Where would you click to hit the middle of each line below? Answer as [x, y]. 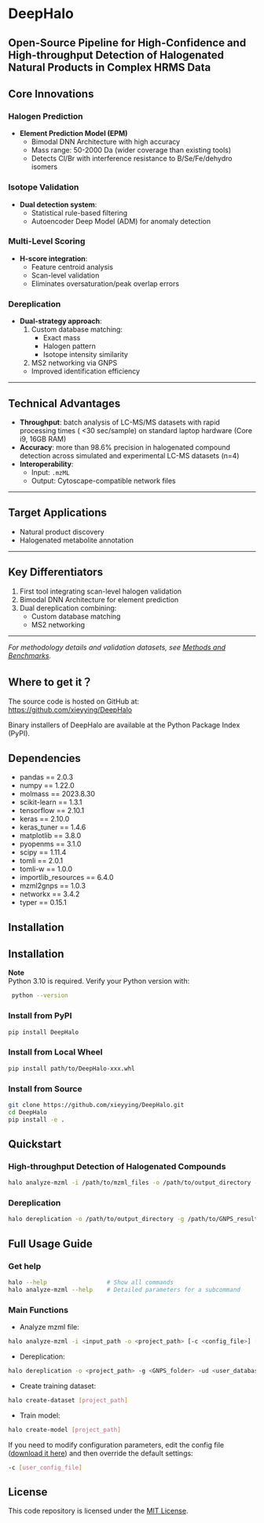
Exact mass [62, 338]
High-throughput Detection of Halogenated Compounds [117, 1166]
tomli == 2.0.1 [41, 861]
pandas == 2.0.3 [46, 777]
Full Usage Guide [50, 1243]
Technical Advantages [64, 403]
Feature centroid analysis [72, 267]
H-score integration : [53, 258]
